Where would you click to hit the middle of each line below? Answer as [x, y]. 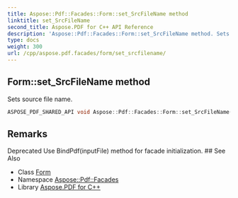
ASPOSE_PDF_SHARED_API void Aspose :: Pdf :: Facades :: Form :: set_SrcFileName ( [120, 112]
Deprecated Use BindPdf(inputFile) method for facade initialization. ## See [117, 151]
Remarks [28, 134]
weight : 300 [25, 47]
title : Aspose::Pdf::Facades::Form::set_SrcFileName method [98, 14]
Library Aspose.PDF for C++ [59, 187]
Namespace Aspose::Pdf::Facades [68, 180]
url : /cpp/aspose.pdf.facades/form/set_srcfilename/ [87, 54]
